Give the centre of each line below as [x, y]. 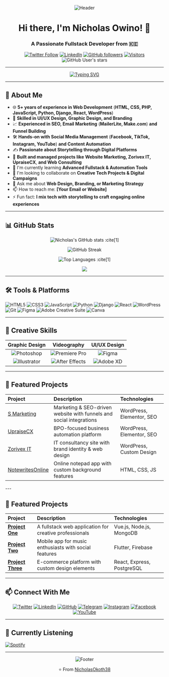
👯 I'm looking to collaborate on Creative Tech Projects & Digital [78, 173]
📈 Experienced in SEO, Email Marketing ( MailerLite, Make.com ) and [85, 124]
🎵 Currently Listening [39, 632]
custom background [77, 470]
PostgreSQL [128, 568]
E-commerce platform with [69, 562]
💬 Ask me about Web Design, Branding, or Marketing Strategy [78, 184]
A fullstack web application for [73, 527]
